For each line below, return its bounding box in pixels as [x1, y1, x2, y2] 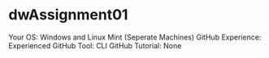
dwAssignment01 [8, 6, 128, 24]
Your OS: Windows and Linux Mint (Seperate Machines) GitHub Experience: [8, 32, 262, 42]
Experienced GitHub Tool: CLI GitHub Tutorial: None [8, 40, 182, 50]
